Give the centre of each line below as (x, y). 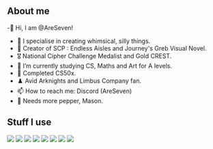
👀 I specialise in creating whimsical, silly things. (84, 41)
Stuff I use (29, 122)
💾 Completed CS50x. (46, 73)
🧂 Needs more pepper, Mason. (60, 100)
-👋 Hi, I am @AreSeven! (40, 27)
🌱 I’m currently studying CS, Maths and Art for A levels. (95, 66)
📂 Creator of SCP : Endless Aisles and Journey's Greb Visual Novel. (112, 48)
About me (28, 11)
